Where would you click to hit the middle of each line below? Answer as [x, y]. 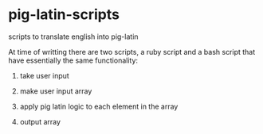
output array [40, 121]
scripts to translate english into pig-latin [73, 36]
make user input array [56, 91]
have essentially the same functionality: [73, 60]
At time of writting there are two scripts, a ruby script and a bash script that [132, 52]
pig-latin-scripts [64, 15]
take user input [44, 75]
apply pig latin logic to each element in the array [99, 106]
